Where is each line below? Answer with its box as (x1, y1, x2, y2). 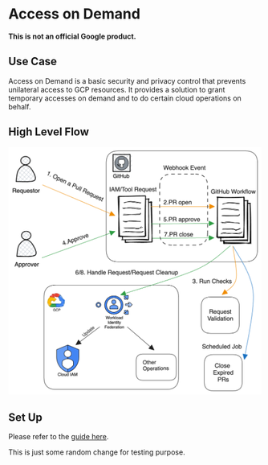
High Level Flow (8, 126, 90, 139)
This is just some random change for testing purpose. (8, 447, 186, 457)
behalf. (8, 101, 31, 111)
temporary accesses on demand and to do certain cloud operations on (8, 93, 242, 103)
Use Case (8, 55, 58, 68)
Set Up (8, 410, 43, 424)
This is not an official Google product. (8, 31, 136, 41)
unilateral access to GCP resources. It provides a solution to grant (8, 84, 225, 94)
